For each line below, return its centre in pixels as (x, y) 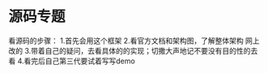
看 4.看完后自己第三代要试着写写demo (72, 61)
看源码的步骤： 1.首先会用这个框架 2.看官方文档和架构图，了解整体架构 (126, 41)
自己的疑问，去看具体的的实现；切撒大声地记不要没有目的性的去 (151, 50)
